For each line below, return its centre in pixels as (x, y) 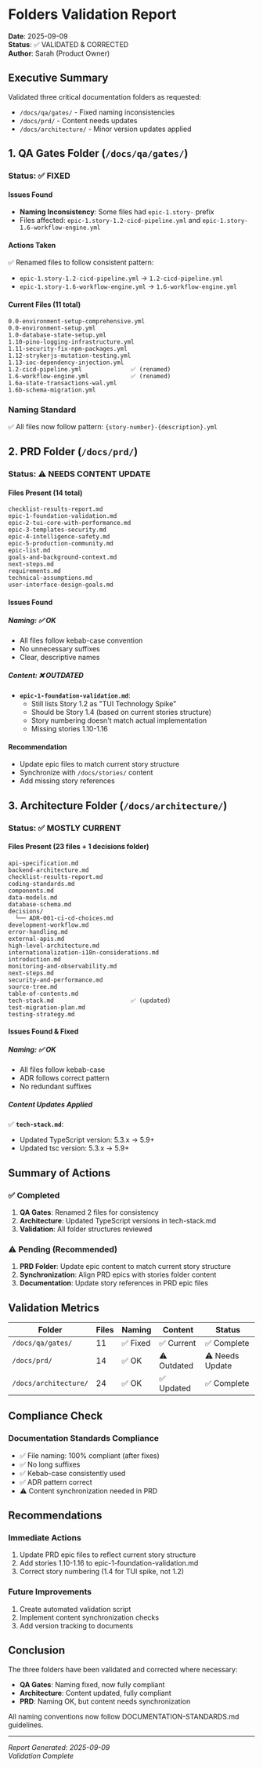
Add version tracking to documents (76, 1625)
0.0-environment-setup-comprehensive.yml (77, 321)
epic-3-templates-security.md (58, 530)
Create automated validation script (75, 1609)
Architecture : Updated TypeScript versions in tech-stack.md (118, 1220)
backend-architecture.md (49, 870)
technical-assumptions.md (50, 578)
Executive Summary (58, 78)
